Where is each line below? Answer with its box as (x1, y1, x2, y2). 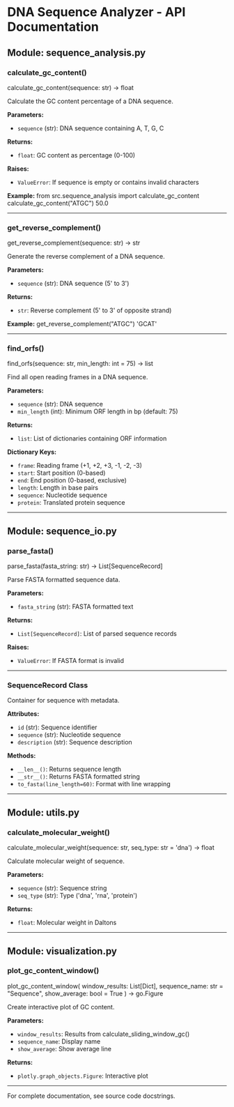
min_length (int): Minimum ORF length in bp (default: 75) (17, 407, 179, 415)
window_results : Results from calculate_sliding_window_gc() (17, 1030, 190, 1038)
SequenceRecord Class (7, 680, 88, 690)
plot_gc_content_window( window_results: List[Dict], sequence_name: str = (7, 982, 224, 990)
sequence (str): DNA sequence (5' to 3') (17, 280, 130, 288)
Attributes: (7, 710, 40, 718)
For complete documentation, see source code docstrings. (7, 1092, 175, 1100)
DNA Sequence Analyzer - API (7, 4, 186, 20)
